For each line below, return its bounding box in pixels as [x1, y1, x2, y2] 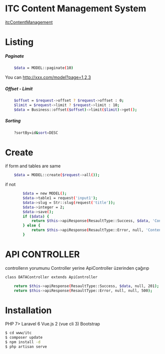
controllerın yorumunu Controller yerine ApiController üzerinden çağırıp [5, 265, 150, 271]
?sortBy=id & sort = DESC [14, 130, 58, 135]
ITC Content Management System [5, 3, 146, 14]
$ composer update [5, 335, 43, 340]
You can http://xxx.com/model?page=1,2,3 [5, 74, 91, 80]
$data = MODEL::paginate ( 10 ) [14, 65, 74, 70]
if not [5, 182, 16, 188]
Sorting [5, 118, 21, 124]
